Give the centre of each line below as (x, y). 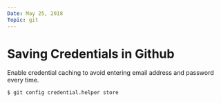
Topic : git (23, 20)
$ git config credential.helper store (63, 93)
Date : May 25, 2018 (35, 13)
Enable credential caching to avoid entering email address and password (110, 73)
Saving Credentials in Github (91, 54)
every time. (23, 80)
